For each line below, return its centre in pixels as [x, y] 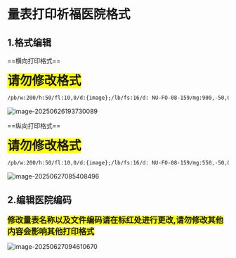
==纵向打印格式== [34, 125]
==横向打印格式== [34, 61]
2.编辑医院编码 [40, 200]
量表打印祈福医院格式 [69, 14]
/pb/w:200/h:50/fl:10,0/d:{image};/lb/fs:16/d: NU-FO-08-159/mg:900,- [113, 98]
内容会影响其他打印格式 [51, 231]
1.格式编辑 [29, 43]
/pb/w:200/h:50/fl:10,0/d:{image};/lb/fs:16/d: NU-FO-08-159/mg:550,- [113, 162]
